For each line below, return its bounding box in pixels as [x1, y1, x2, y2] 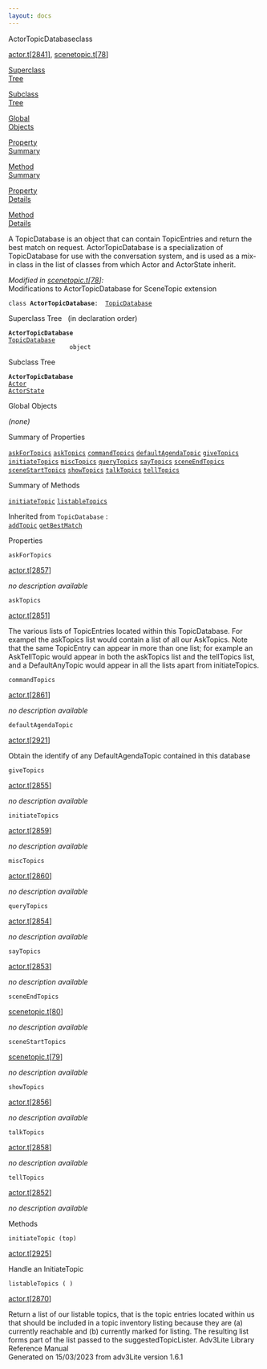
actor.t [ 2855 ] [8, 780, 52, 790]
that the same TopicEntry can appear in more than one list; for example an [8, 643, 253, 652]
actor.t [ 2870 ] [8, 1293, 52, 1303]
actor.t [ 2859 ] [8, 825, 52, 835]
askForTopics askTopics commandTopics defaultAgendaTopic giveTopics [8, 449, 239, 457]
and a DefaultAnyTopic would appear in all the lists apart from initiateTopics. [8, 660, 259, 670]
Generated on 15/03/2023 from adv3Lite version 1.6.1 [8, 1352, 184, 1362]
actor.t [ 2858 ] [8, 1142, 52, 1152]
